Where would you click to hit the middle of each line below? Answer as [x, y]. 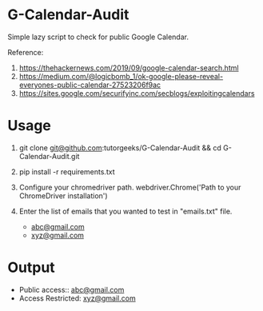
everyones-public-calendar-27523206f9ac [90, 85]
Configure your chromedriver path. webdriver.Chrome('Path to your [130, 187]
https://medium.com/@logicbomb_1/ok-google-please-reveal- [121, 76]
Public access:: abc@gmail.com [72, 289]
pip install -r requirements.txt [67, 171]
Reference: [26, 52]
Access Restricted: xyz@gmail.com [78, 298]
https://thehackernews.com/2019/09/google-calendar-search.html [129, 68]
